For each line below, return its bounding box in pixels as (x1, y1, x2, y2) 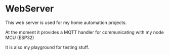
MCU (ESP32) (5, 34, 34, 40)
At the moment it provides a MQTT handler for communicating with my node (5, 29, 164, 35)
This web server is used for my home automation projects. (5, 19, 127, 25)
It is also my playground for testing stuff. (5, 44, 90, 50)
